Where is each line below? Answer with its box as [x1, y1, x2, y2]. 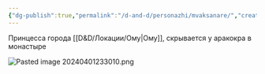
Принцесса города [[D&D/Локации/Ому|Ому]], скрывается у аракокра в [8, 33, 252, 43]
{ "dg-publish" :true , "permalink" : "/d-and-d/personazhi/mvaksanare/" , [8, 11, 238, 20]
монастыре [8, 41, 47, 51]
